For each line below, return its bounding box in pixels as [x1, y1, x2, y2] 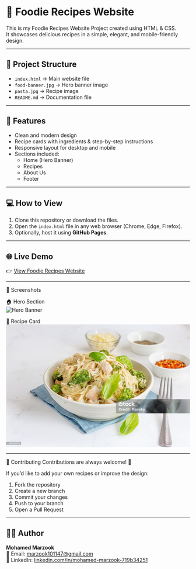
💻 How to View [6, 198, 63, 208]
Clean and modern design [14, 132, 77, 139]
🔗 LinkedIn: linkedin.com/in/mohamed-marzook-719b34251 [6, 556, 148, 563]
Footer [23, 175, 39, 182]
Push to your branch [14, 499, 64, 506]
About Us [23, 169, 46, 176]
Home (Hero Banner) [23, 156, 73, 163]
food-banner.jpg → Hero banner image [14, 81, 108, 88]
